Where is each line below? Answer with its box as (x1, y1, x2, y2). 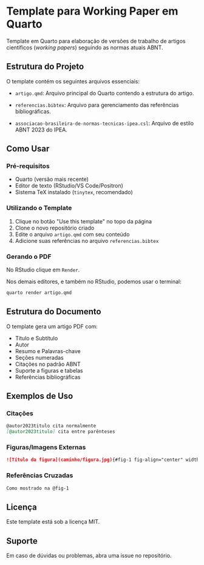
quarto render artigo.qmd (6, 290, 72, 296)
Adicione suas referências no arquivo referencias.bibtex (15, 237, 159, 244)
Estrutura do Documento (6, 306, 101, 317)
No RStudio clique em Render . (6, 266, 80, 273)
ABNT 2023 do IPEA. (15, 126, 68, 133)
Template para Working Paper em (6, 4, 178, 18)
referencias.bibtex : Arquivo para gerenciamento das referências (15, 101, 179, 108)
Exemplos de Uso (6, 391, 73, 401)
